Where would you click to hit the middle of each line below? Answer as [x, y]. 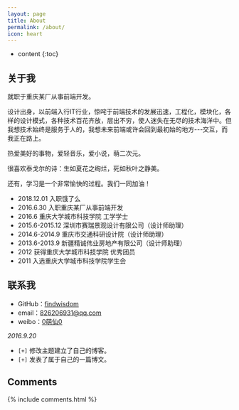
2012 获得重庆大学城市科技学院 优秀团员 [76, 252]
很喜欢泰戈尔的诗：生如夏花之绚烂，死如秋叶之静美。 [85, 168]
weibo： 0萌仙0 [40, 321]
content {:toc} [38, 54]
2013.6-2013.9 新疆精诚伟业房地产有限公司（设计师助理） [102, 243]
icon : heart [25, 34]
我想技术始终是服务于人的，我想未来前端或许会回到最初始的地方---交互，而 [118, 129]
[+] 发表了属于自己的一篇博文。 [64, 359]
